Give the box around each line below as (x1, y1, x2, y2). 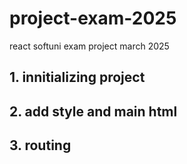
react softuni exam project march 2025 (9, 40, 170, 52)
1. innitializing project (9, 69, 146, 86)
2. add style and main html (9, 103, 178, 120)
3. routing (9, 137, 72, 154)
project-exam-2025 (9, 7, 177, 30)
